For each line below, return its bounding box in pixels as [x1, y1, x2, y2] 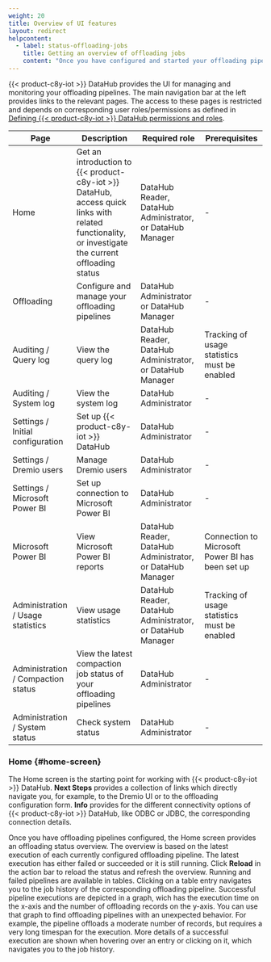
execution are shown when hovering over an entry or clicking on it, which [8, 936, 252, 946]
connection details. [8, 817, 73, 827]
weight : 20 [8, 11, 45, 20]
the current [76, 247, 119, 258]
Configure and [76, 280, 131, 292]
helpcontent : [8, 34, 52, 43]
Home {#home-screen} [8, 756, 102, 767]
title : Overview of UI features [8, 19, 117, 27]
